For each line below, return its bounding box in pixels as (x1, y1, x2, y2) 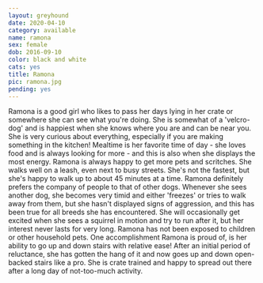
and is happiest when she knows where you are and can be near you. (25, 123, 252, 133)
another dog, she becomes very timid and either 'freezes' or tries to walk (8, 191, 246, 200)
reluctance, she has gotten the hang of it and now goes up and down (8, 250, 234, 259)
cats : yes (8, 63, 41, 71)
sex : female (8, 41, 48, 49)
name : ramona (8, 33, 51, 42)
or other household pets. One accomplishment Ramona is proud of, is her (8, 232, 247, 242)
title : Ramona (8, 70, 55, 78)
